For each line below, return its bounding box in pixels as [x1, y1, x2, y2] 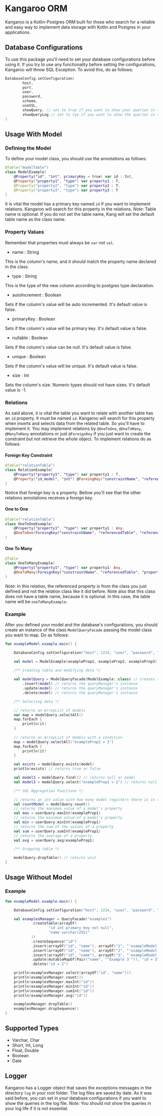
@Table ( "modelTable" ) [5, 165, 49, 170]
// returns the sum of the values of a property [14, 824, 114, 829]
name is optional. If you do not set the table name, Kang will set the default [5, 211, 155, 217]
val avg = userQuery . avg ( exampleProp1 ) [14, 838, 95, 843]
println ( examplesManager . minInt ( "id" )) [14, 984, 95, 989]
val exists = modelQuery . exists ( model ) [14, 762, 95, 767]
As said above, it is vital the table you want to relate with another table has [5, 410, 154, 416]
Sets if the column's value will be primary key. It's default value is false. [5, 325, 148, 331]
